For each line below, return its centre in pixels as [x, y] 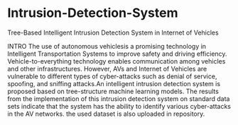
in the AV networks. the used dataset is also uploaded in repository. [106, 114]
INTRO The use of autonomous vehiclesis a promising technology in [107, 46]
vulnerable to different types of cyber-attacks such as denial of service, [112, 76]
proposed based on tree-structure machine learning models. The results [113, 91]
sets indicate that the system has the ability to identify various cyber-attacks [119, 106]
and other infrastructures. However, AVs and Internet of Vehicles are [107, 69]
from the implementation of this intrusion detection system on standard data [119, 99]
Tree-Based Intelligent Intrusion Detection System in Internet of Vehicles [113, 32]
